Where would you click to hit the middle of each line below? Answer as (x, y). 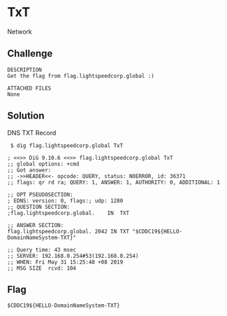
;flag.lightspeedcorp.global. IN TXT (68, 213)
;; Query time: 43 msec (42, 249)
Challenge (30, 54)
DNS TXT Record (32, 132)
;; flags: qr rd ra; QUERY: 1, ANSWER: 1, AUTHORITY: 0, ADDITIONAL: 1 (113, 182)
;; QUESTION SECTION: (39, 207)
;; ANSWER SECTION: (36, 225)
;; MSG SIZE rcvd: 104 (42, 268)
